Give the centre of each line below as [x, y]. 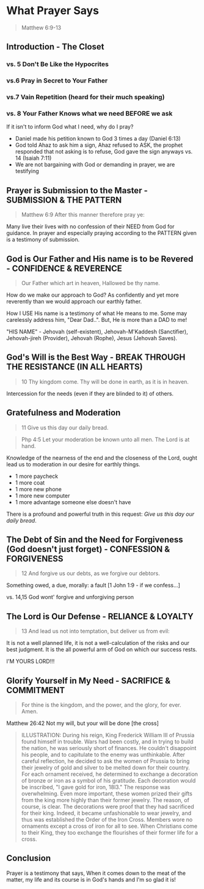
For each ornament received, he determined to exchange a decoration [110, 774]
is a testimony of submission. [43, 240]
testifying [27, 171]
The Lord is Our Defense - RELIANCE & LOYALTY [100, 616]
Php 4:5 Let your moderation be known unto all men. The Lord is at [105, 439]
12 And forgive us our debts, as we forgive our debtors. [90, 573]
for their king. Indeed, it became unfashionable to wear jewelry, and [106, 813]
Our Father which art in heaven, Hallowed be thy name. [90, 283]
